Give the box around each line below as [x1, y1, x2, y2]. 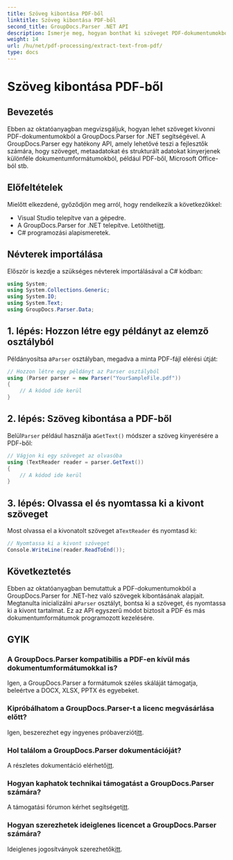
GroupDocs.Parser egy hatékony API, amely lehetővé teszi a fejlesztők [7, 140, 208, 148]
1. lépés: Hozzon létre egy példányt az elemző [7, 326, 209, 337]
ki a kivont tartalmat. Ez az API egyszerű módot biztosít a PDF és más [7, 606, 206, 614]
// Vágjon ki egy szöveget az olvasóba [7, 452, 123, 459]
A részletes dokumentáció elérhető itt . [7, 761, 114, 769]
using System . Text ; [7, 300, 64, 307]
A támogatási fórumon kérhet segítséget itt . [7, 803, 130, 811]
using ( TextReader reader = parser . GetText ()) [7, 459, 144, 466]
